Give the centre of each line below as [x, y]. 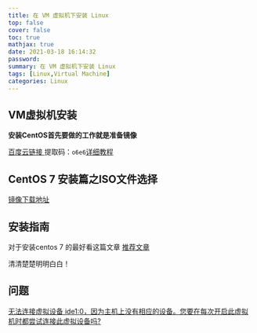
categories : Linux [38, 81]
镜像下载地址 [29, 199]
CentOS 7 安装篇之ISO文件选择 [83, 179]
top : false [26, 23]
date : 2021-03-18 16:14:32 [52, 52]
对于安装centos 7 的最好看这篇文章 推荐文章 [79, 247]
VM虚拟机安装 [43, 115]
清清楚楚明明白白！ [39, 263]
